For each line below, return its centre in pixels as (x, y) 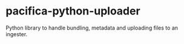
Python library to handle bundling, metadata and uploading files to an (92, 28)
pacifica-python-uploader (73, 11)
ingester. (17, 34)
